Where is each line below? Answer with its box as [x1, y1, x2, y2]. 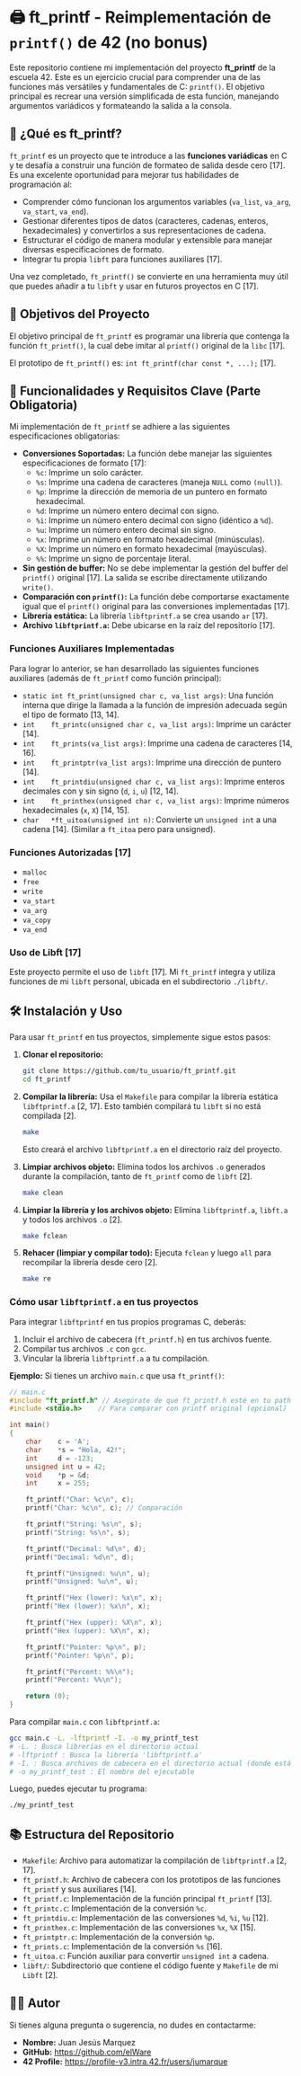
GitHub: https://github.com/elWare [22, 2046, 152, 2057]
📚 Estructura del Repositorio [9, 1826, 175, 1842]
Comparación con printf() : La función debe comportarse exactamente [22, 591, 290, 602]
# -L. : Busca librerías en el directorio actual [9, 1742, 199, 1751]
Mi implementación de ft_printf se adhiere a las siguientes [9, 421, 231, 432]
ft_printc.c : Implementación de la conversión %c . [22, 1903, 207, 1914]
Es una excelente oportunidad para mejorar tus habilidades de [9, 169, 240, 180]
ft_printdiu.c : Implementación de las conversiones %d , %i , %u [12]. [22, 1912, 270, 1923]
